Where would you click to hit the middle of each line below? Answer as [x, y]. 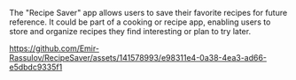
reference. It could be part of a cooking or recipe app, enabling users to [140, 22]
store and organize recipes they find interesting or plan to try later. [130, 31]
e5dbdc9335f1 [36, 67]
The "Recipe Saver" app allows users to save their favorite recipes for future [148, 13]
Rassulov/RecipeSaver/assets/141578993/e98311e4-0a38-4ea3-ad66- [138, 58]
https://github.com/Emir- [55, 48]
